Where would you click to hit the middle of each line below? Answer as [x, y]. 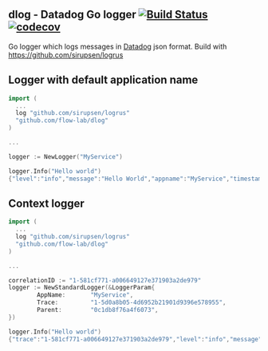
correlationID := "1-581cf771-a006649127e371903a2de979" [105, 280]
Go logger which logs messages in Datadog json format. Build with [118, 46]
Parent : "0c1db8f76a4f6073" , [98, 310]
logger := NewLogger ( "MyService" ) [66, 156]
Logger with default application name [103, 80]
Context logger [47, 203]
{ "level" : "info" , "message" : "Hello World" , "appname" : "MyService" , [119, 179]
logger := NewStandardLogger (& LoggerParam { [82, 288]
